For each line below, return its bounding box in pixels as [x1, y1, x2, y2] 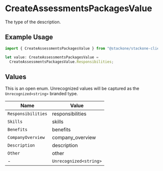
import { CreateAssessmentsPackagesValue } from [5, 46, 105, 51]
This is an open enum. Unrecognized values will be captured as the [5, 85, 140, 91]
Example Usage [5, 33, 53, 41]
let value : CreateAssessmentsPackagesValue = [5, 54, 98, 60]
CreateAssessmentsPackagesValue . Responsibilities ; [9, 59, 114, 64]
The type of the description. [5, 19, 61, 25]
